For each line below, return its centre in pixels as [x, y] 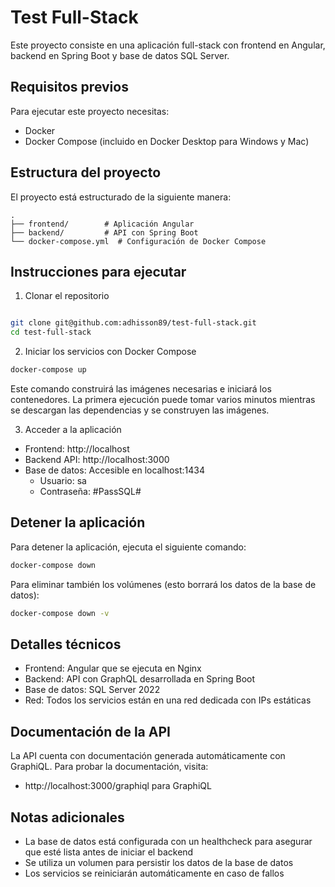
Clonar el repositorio [67, 296]
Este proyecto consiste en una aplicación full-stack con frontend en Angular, [168, 45]
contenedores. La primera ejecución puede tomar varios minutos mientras [163, 399]
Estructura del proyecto [86, 172]
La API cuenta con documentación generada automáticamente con [148, 756]
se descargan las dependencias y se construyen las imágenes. [140, 410]
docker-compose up [48, 370]
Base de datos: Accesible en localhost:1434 [114, 470]
